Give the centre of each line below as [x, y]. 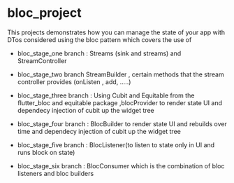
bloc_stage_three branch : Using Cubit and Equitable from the [106, 95]
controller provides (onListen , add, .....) [74, 81]
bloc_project [44, 13]
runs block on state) [46, 152]
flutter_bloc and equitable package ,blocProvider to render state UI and [119, 102]
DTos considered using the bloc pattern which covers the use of [100, 39]
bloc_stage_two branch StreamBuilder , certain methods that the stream [121, 74]
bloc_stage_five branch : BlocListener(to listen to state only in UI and [116, 144]
